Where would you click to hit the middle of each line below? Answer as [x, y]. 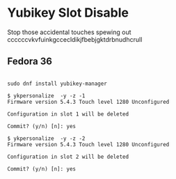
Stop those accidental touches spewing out [69, 32]
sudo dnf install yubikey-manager [57, 84]
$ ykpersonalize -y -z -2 [46, 138]
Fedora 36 [30, 62]
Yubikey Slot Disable [68, 13]
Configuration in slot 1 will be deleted [68, 114]
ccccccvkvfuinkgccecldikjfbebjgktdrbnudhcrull [75, 39]
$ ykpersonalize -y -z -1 [46, 95]
